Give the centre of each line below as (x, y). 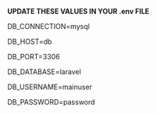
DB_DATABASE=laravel (44, 72)
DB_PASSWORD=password (51, 102)
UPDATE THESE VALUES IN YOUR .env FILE (78, 11)
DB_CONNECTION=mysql (49, 26)
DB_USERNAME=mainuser (50, 87)
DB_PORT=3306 (34, 57)
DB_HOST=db (30, 41)
